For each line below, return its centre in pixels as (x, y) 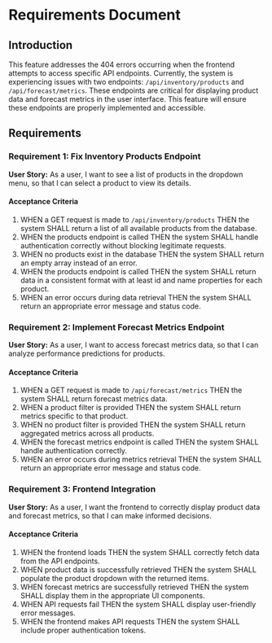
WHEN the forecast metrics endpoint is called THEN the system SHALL (139, 442)
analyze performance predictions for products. (87, 354)
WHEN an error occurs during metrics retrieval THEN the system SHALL (141, 459)
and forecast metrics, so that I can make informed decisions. (110, 515)
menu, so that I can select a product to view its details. (100, 183)
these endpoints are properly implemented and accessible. (107, 108)
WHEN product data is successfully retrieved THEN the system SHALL (138, 569)
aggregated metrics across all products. (87, 434)
